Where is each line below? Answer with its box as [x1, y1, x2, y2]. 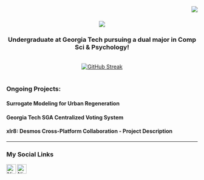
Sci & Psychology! [75, 43, 129, 52]
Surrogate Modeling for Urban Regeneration [6, 100, 120, 107]
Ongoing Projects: [6, 85, 61, 93]
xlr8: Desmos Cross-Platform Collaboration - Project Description [6, 127, 173, 135]
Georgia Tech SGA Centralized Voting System [6, 113, 124, 121]
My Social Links [6, 150, 54, 158]
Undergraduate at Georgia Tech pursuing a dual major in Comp [8, 36, 196, 44]
